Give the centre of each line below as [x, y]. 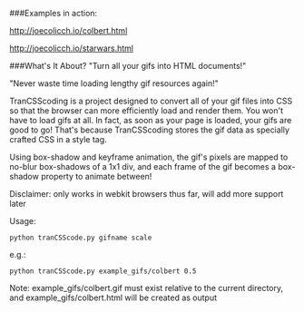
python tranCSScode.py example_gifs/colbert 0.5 [103, 271]
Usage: [23, 221]
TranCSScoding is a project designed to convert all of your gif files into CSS [151, 101]
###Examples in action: [54, 13]
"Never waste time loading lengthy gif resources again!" [114, 83]
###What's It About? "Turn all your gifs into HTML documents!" [128, 66]
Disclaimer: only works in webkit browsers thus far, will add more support [147, 194]
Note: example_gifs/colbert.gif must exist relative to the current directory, [147, 288]
